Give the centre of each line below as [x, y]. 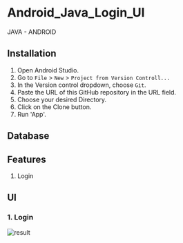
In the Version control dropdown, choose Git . [81, 85]
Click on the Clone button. [54, 107]
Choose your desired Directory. [62, 99]
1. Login [20, 217]
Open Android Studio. [48, 70]
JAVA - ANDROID [32, 32]
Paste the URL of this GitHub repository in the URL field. [97, 92]
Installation [32, 54]
